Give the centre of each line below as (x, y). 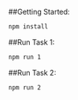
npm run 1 (25, 57)
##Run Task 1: (31, 42)
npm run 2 (25, 87)
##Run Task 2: (32, 72)
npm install (28, 27)
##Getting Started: (39, 12)
